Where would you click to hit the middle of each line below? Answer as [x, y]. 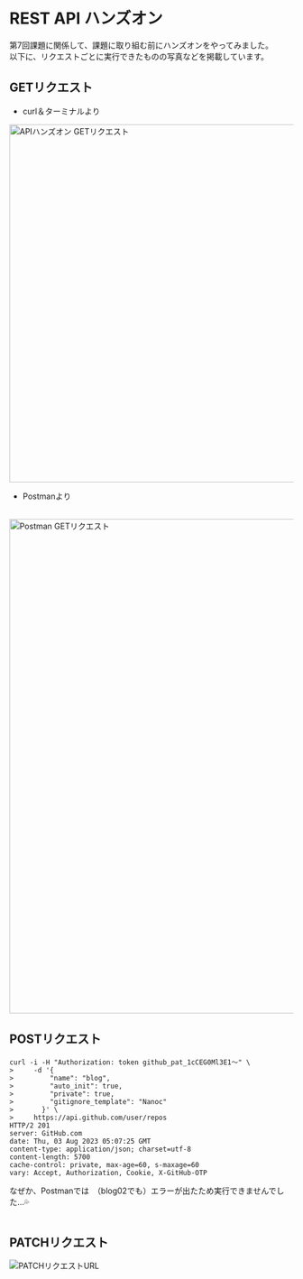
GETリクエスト [51, 88]
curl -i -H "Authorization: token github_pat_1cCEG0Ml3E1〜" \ [130, 1062]
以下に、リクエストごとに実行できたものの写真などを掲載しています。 [139, 56]
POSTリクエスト [55, 1040]
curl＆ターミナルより [61, 111]
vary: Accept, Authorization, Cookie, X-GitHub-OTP [108, 1173]
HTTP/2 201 [30, 1125]
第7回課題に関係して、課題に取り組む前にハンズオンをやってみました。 [141, 45]
